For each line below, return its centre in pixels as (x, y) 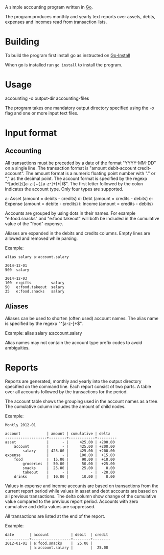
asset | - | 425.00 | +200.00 (60, 442)
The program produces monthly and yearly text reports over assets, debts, (80, 16)
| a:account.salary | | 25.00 (69, 548)
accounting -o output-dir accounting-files (47, 98)
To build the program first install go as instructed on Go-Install (68, 55)
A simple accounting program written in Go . (49, 7)
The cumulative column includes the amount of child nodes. (65, 406)
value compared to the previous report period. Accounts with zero (72, 501)
